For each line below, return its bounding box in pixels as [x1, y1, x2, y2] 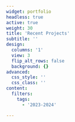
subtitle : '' [6, 36, 38, 42]
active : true [6, 19, 38, 25]
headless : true [6, 14, 44, 20]
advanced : [6, 69, 31, 75]
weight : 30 [6, 25, 33, 31]
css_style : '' [11, 74, 46, 80]
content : [6, 85, 28, 91]
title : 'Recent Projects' [6, 31, 70, 37]
